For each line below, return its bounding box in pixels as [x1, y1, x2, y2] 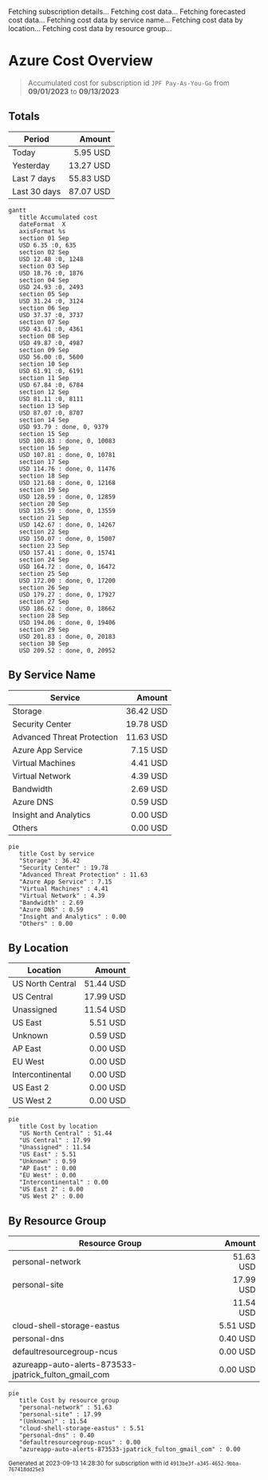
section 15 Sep [18, 430, 69, 438]
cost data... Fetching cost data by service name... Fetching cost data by [8, 15, 243, 25]
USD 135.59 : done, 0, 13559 [18, 506, 116, 514]
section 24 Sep [18, 555, 69, 564]
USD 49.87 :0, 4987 [18, 339, 84, 347]
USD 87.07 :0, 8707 [18, 409, 84, 417]
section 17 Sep [18, 458, 69, 466]
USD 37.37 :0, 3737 [18, 311, 84, 319]
